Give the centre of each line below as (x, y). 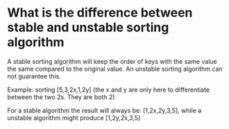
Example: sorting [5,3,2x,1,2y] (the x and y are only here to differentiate (109, 89)
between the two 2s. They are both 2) (61, 97)
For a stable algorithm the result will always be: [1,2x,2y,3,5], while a (104, 110)
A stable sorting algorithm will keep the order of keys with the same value (112, 61)
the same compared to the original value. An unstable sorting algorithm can (115, 69)
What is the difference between (100, 13)
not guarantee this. (34, 76)
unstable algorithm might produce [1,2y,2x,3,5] (74, 118)
